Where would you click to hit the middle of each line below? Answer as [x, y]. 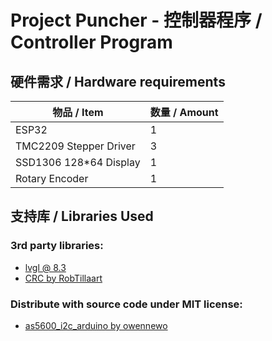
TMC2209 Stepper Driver [75, 146]
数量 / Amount [184, 112]
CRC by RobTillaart [63, 278]
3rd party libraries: [57, 246]
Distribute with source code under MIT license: [126, 304]
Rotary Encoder [52, 178]
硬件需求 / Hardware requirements [118, 81]
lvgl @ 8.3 [45, 267]
